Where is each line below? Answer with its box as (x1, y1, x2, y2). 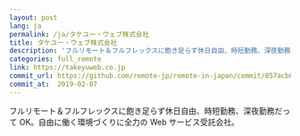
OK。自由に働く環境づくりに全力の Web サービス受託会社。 (19, 116, 239, 127)
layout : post (9, 13, 58, 22)
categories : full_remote (9, 55, 102, 64)
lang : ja (9, 21, 42, 30)
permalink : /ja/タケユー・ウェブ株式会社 (9, 30, 150, 38)
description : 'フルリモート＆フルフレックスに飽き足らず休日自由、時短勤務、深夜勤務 (9, 47, 291, 55)
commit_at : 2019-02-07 (9, 80, 98, 89)
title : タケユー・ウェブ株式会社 (9, 38, 118, 47)
